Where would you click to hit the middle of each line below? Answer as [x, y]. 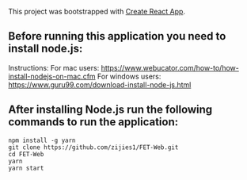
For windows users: [129, 76]
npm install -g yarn [42, 140]
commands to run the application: [93, 122]
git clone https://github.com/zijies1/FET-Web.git [93, 147]
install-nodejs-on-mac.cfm [52, 76]
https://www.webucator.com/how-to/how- [170, 67]
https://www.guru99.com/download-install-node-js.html [100, 84]
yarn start [26, 168]
